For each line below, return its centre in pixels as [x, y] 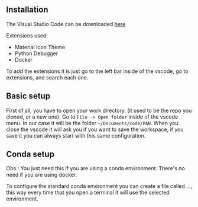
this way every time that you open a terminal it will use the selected [88, 193]
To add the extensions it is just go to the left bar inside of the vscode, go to [97, 71]
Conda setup [30, 155]
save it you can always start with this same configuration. [76, 135]
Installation [27, 10]
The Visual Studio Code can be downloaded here [66, 24]
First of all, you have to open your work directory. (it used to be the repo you [99, 110]
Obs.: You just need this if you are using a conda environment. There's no [95, 168]
